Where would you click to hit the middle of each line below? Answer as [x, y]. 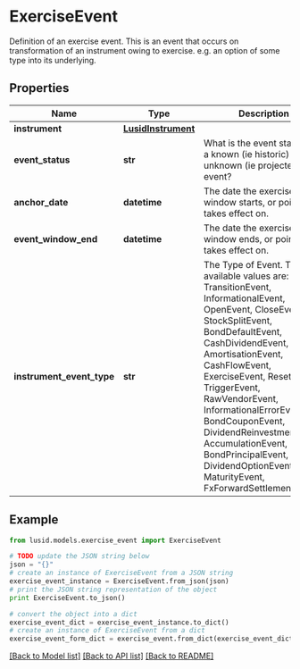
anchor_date [41, 202]
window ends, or [239, 238]
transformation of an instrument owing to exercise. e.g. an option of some [145, 50]
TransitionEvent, [238, 287]
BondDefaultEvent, [243, 331]
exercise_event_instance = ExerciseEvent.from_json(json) [119, 581]
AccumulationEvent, [246, 443]
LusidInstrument [159, 129]
